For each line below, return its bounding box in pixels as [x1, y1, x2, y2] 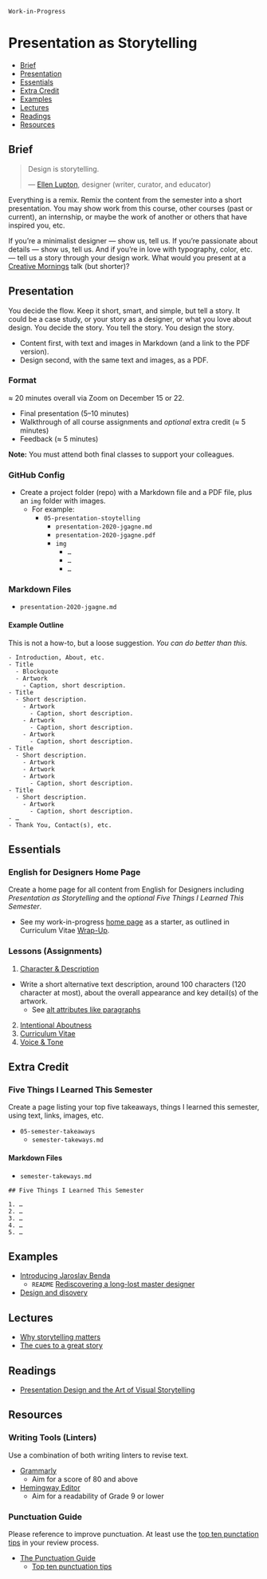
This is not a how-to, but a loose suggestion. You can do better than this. [8, 638, 248, 647]
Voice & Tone [19, 1037, 64, 1047]
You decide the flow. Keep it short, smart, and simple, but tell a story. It [8, 306, 241, 315]
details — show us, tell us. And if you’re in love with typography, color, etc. [8, 244, 253, 254]
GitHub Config [8, 469, 65, 481]
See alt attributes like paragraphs [31, 1004, 141, 1014]
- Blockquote [15, 667, 59, 675]
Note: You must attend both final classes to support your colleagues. [8, 449, 235, 459]
